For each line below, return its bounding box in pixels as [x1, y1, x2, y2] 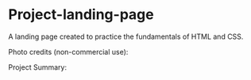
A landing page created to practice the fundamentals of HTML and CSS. [8, 32, 244, 41]
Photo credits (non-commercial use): [8, 47, 129, 56]
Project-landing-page [8, 6, 154, 24]
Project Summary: [8, 62, 68, 72]
